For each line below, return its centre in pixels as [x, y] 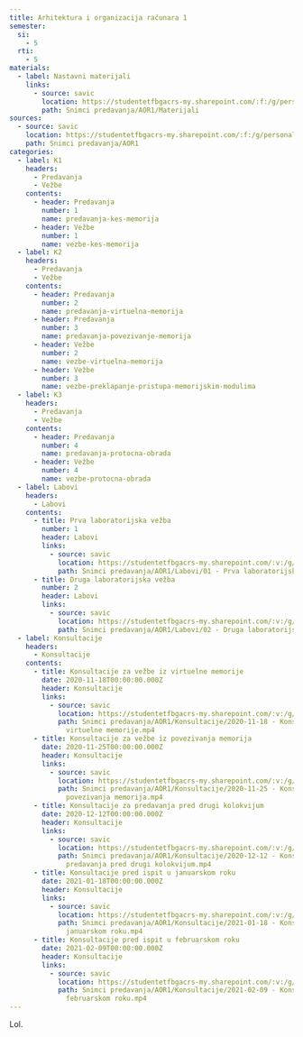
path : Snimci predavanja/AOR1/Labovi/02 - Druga [151, 629]
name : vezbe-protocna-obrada [96, 479]
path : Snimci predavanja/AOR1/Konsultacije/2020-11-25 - [167, 789]
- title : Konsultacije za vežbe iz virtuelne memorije [138, 672]
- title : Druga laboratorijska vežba [104, 579]
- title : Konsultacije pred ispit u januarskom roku [134, 873]
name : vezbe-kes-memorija [91, 244]
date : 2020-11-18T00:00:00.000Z [103, 680]
